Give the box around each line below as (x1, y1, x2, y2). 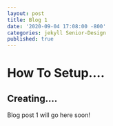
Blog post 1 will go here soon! (7, 111, 91, 119)
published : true (7, 36, 54, 43)
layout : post (7, 10, 45, 17)
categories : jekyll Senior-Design (7, 29, 107, 36)
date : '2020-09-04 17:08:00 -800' (7, 23, 107, 30)
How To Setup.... (7, 65, 105, 81)
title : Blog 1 (7, 17, 48, 23)
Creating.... (7, 92, 58, 104)
